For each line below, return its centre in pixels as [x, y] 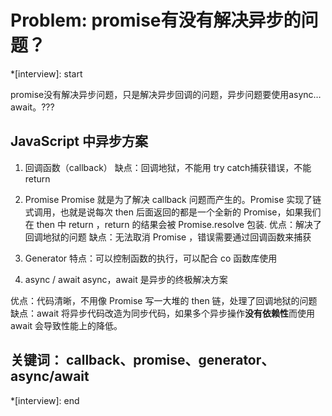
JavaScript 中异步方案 [79, 141]
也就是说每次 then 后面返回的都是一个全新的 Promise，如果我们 [190, 212]
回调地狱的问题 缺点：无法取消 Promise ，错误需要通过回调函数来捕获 [168, 237]
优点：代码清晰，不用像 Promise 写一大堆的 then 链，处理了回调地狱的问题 [164, 300]
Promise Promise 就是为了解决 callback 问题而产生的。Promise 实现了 [168, 199]
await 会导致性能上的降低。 [66, 325]
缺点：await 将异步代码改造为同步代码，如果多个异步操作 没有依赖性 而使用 [163, 313]
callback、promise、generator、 [170, 360]
